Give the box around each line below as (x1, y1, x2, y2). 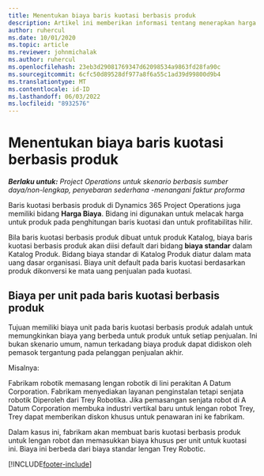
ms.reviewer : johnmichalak (8, 48, 97, 56)
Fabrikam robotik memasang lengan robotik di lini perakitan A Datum (8, 378, 232, 387)
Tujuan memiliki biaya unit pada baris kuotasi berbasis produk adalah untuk (8, 322, 254, 332)
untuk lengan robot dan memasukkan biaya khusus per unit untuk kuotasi (8, 436, 247, 445)
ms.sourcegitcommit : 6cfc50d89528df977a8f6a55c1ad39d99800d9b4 (8, 70, 221, 78)
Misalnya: (8, 363, 40, 372)
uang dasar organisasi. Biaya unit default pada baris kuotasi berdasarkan (8, 258, 246, 267)
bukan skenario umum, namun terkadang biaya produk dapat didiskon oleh (8, 339, 252, 349)
